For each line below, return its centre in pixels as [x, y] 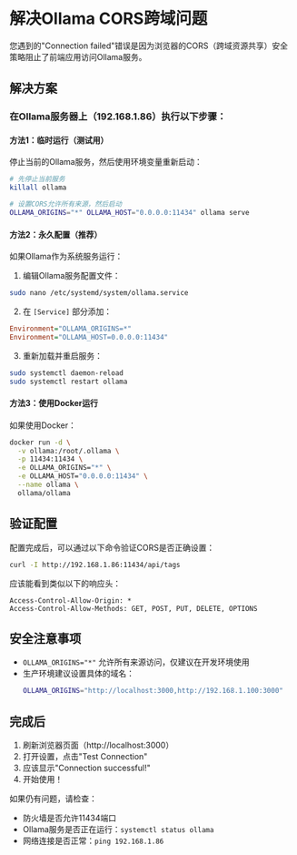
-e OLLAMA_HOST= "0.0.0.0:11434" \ [83, 476]
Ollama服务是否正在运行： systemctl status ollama [118, 830]
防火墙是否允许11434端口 [69, 818]
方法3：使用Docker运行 [54, 403]
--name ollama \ [48, 485]
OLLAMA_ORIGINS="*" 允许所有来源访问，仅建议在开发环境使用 [136, 662]
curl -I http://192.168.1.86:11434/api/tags [95, 565]
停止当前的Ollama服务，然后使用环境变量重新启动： [106, 162]
